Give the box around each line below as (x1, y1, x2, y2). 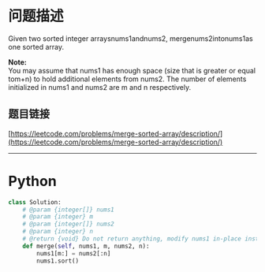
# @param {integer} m (22, 213, 93, 221)
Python (8, 172, 57, 190)
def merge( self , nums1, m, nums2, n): (22, 242, 150, 250)
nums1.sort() (36, 257, 80, 265)
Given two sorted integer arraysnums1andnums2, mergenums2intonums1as (8, 33, 254, 43)
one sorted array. (8, 42, 65, 51)
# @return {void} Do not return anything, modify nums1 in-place (22, 235, 242, 243)
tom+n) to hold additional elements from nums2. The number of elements (8, 74, 247, 84)
